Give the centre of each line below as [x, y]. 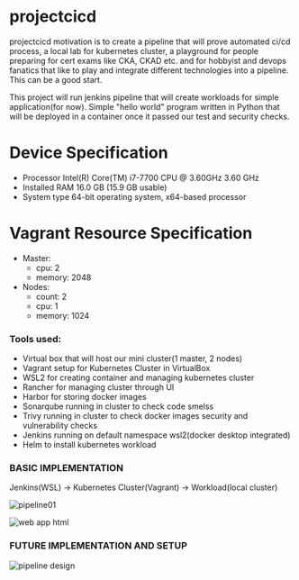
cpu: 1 [47, 306]
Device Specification [89, 153]
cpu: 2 [48, 267]
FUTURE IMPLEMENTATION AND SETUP [98, 546]
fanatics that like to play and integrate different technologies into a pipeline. [149, 70]
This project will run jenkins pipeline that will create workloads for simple [144, 97]
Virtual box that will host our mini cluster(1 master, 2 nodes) [132, 358]
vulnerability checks [59, 426]
